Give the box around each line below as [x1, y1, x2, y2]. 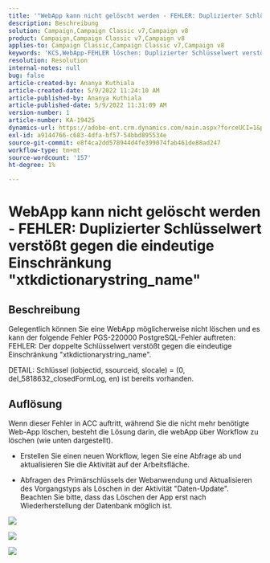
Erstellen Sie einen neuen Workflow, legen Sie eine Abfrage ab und [19, 451, 242, 460]
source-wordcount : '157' [8, 153, 92, 161]
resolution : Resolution [8, 57, 88, 65]
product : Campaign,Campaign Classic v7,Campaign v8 [8, 34, 185, 43]
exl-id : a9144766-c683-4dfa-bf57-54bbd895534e [8, 131, 167, 139]
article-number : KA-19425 [8, 116, 95, 124]
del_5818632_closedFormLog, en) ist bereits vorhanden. [8, 374, 194, 384]
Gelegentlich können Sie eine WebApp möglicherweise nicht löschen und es [8, 324, 260, 334]
